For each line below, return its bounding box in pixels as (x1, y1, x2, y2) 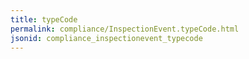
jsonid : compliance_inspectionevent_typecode (10, 33, 203, 43)
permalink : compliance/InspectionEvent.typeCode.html (10, 24, 240, 34)
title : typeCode (10, 14, 78, 25)
